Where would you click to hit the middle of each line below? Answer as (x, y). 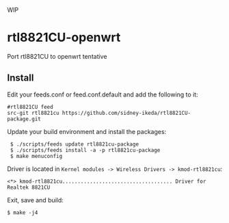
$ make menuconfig (36, 156)
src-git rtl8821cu (33, 113)
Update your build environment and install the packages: (87, 131)
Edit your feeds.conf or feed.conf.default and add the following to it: (103, 94)
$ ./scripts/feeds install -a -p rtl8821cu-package (85, 150)
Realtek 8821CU (29, 187)
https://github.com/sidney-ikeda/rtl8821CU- (126, 113)
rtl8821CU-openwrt (64, 38)
